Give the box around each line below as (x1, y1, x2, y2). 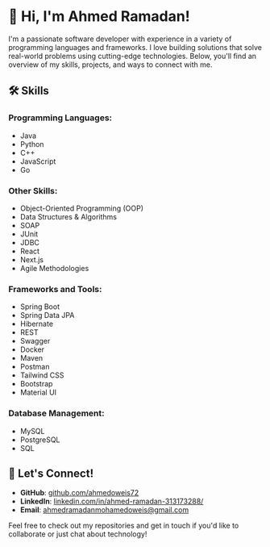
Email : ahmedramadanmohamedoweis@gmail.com (19, 505, 189, 515)
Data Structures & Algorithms (19, 211, 117, 221)
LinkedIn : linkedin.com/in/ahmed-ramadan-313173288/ (19, 496, 204, 507)
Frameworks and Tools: (8, 283, 102, 294)
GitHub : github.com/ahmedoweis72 (19, 488, 139, 498)
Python (19, 139, 44, 148)
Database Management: (8, 407, 105, 419)
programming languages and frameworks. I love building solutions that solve (8, 42, 262, 52)
